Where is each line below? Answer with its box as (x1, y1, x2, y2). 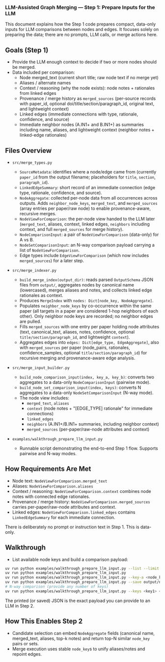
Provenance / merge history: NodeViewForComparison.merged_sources (12, 498, 151, 505)
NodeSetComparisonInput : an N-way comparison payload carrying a (19, 242, 155, 248)
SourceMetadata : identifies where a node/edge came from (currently (19, 169, 157, 174)
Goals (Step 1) (5, 46, 49, 54)
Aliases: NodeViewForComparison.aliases (12, 483, 93, 489)
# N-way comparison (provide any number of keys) (5, 584, 109, 589)
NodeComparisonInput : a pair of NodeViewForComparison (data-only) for (19, 231, 159, 237)
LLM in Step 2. (5, 603, 34, 608)
